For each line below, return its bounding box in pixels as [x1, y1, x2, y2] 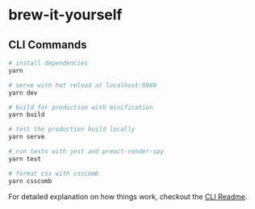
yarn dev [8, 89, 38, 97]
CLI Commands [8, 38, 87, 52]
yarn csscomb [8, 177, 52, 185]
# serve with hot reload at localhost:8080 [8, 81, 157, 90]
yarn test [8, 155, 42, 163]
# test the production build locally [8, 125, 136, 134]
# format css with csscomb [8, 169, 99, 178]
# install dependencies [8, 59, 89, 67]
